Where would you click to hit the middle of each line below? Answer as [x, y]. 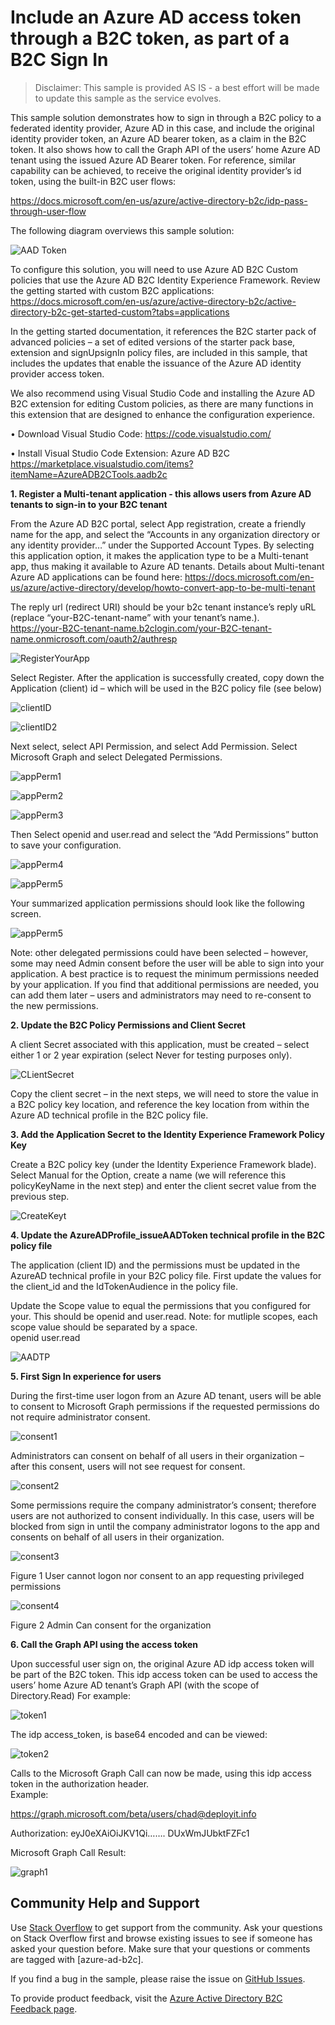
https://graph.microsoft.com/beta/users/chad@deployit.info [133, 1813]
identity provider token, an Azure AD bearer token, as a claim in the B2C [158, 138]
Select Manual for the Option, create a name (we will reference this [148, 1175]
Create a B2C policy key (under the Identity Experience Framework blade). [163, 1164]
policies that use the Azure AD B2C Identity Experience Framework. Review [165, 280]
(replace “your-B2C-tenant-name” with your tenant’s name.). [135, 617]
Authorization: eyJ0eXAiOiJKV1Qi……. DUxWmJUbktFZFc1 [130, 1833]
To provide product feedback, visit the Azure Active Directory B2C [146, 1998]
